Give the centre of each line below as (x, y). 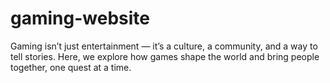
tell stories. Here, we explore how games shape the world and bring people (165, 56)
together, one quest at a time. (71, 67)
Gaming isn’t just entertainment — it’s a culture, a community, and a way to (164, 46)
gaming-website (80, 18)
